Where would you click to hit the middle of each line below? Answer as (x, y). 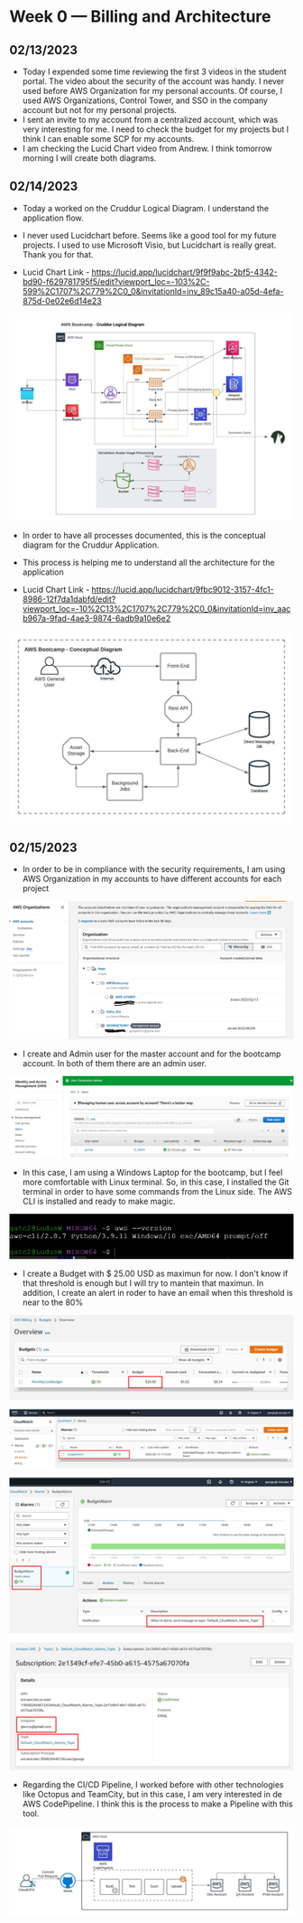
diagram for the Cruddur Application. (91, 545)
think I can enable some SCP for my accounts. (108, 139)
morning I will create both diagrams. (89, 158)
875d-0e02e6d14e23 (62, 301)
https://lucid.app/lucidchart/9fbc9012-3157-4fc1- (183, 589)
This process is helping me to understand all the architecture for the (148, 562)
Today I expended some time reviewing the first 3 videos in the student (154, 71)
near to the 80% (53, 1302)
